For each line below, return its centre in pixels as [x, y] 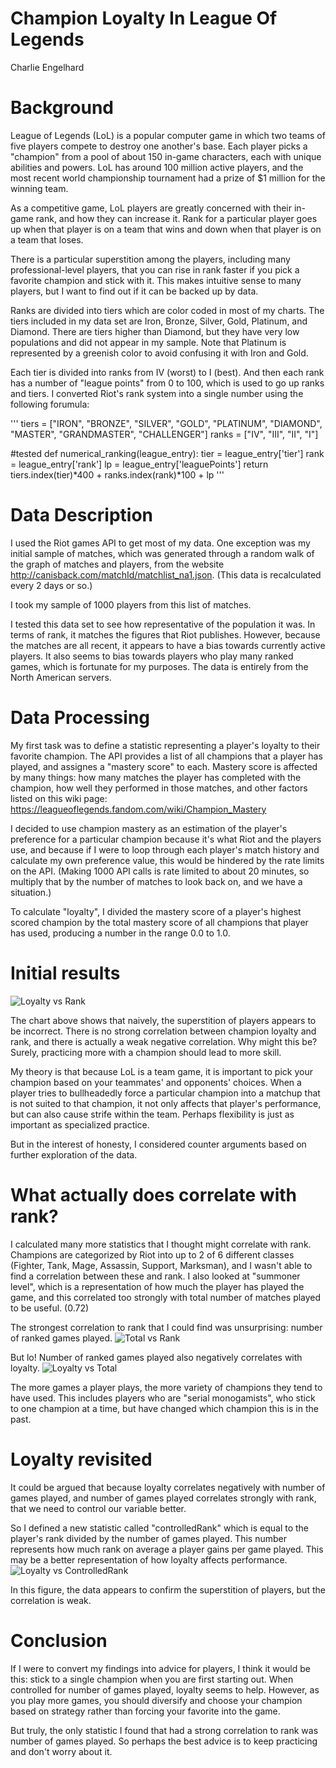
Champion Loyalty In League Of [144, 18]
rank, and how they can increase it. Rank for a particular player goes [176, 218]
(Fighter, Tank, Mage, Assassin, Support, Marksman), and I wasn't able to [161, 1265]
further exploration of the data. [74, 1154]
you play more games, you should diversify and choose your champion [156, 1700]
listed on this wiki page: [59, 798]
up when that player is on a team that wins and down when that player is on [166, 229]
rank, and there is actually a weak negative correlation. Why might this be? [164, 1041]
